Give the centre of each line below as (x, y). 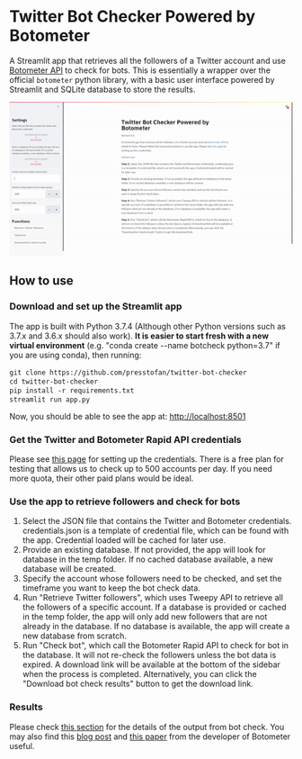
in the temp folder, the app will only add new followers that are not (145, 617)
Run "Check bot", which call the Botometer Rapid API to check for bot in (155, 646)
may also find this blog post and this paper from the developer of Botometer (150, 736)
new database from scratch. (75, 636)
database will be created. (69, 569)
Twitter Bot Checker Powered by (133, 17)
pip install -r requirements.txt (72, 390)
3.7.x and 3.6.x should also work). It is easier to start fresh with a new (139, 336)
